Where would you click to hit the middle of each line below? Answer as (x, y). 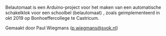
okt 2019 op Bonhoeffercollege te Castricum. (52, 18)
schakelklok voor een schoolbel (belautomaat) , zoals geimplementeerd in (83, 13)
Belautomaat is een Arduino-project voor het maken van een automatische (83, 7)
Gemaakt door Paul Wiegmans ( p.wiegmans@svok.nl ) (62, 28)
